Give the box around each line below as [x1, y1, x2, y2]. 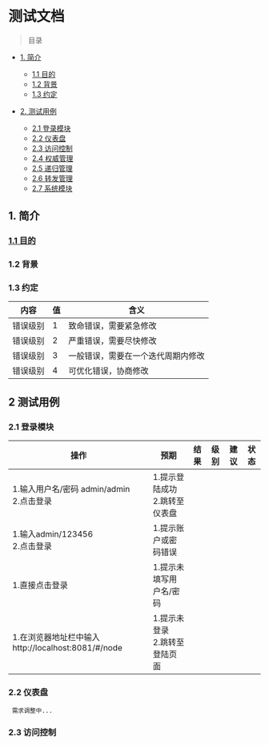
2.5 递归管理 [31, 163, 74, 173]
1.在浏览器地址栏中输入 [12, 632, 100, 643]
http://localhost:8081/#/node [12, 642, 122, 654]
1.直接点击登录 [12, 580, 68, 591]
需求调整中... [11, 707, 54, 715]
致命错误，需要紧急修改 [68, 320, 158, 332]
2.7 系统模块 [31, 183, 73, 193]
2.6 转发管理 [31, 173, 74, 183]
